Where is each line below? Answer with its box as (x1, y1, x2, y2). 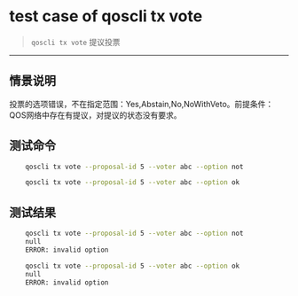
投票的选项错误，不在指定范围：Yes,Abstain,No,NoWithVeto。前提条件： (9, 98, 274, 109)
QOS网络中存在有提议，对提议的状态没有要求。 (9, 109, 182, 121)
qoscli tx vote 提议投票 (30, 36, 121, 47)
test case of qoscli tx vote (9, 6, 203, 27)
